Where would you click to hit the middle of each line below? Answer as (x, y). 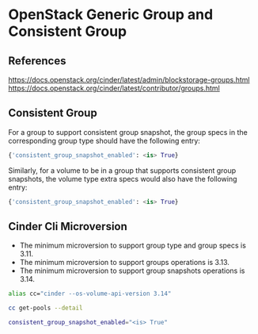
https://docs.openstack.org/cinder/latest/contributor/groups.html (114, 88)
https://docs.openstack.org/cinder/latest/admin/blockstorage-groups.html (129, 80)
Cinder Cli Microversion (68, 227)
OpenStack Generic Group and (111, 15)
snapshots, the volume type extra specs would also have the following (123, 179)
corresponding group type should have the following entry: (104, 140)
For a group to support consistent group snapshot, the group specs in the (128, 132)
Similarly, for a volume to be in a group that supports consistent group (122, 170)
